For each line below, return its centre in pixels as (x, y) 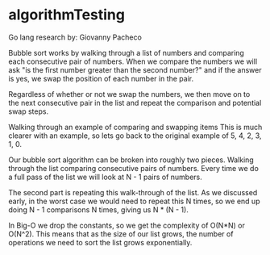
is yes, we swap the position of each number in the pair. (101, 78)
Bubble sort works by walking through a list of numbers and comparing (126, 52)
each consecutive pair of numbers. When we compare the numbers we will (133, 61)
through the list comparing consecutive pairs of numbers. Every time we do (134, 168)
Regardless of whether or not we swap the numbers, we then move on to (129, 94)
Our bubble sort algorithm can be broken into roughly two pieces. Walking (131, 160)
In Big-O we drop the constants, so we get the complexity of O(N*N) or (127, 225)
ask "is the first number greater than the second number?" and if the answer (135, 69)
